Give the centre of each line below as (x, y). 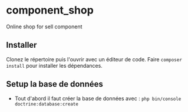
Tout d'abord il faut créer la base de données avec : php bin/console (98, 98)
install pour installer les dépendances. (55, 65)
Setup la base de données (55, 84)
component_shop (50, 10)
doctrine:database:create (46, 104)
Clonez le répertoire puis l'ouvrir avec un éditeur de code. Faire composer (94, 59)
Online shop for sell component (44, 27)
